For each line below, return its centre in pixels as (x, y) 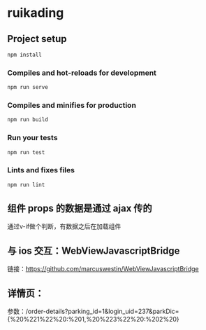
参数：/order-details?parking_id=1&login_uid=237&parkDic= (93, 311)
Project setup (37, 39)
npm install (24, 55)
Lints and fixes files (41, 170)
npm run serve (28, 88)
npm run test (26, 152)
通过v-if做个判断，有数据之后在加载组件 (64, 226)
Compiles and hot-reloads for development (82, 73)
